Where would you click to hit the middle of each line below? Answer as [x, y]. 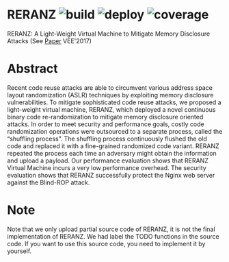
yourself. [19, 251]
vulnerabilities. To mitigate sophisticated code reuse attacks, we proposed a [114, 102]
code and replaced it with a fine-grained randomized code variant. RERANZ [113, 146]
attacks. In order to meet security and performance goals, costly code [106, 124]
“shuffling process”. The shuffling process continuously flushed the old [107, 139]
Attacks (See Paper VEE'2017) [50, 40]
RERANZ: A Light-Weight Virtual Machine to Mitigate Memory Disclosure [109, 34]
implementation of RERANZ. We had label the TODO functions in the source [113, 236]
